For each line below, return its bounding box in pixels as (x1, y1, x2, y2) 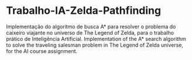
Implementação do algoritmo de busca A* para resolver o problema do (6, 23, 176, 30)
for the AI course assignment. (6, 47, 78, 54)
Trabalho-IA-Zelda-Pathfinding (6, 4, 162, 17)
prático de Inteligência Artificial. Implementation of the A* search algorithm (6, 35, 186, 42)
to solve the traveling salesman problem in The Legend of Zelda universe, (6, 42, 183, 48)
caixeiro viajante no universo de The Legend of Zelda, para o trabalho (6, 29, 174, 36)
